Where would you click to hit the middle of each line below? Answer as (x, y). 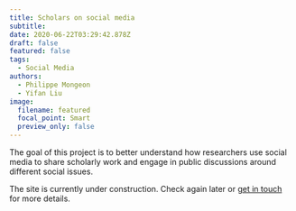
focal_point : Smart (54, 118)
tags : (19, 60)
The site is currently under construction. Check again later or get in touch (146, 189)
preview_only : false (56, 127)
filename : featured (54, 110)
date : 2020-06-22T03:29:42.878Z (70, 34)
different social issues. (51, 171)
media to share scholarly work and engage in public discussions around (143, 162)
